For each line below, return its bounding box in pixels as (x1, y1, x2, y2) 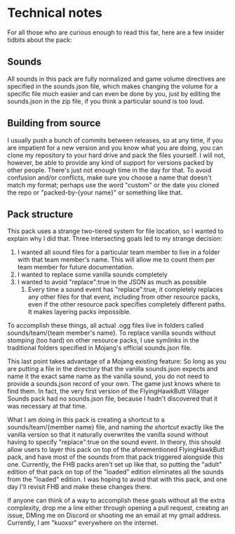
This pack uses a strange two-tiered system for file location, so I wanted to (7, 227, 224, 236)
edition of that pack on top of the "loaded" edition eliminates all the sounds (7, 468, 224, 476)
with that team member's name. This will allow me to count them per (17, 255, 215, 264)
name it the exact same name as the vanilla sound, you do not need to (7, 372, 210, 380)
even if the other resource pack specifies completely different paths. (27, 300, 227, 309)
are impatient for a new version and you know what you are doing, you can (7, 143, 223, 152)
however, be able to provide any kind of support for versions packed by (7, 158, 214, 166)
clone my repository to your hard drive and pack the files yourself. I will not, (7, 151, 226, 159)
